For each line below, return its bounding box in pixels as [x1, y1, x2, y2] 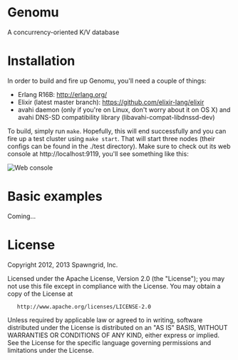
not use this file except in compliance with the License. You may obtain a [7, 282, 221, 290]
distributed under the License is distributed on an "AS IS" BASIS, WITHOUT [7, 323, 228, 331]
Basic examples [7, 188, 103, 205]
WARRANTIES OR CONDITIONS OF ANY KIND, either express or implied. [7, 331, 219, 339]
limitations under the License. [7, 346, 94, 354]
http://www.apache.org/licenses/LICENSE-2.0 [16, 303, 152, 310]
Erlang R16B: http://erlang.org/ [17, 90, 108, 98]
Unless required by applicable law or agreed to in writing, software [7, 315, 203, 324]
